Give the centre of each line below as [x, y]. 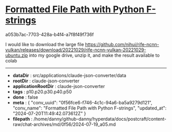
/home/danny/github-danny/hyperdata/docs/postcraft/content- [100, 119]
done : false [25, 97]
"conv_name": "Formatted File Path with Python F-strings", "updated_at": [90, 108]
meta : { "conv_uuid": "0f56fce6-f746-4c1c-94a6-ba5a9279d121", [82, 102]
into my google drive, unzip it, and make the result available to [94, 55]
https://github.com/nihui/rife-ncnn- [122, 44]
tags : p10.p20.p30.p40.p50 [42, 92]
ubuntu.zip [17, 55]
